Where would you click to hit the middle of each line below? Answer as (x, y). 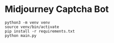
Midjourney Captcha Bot (57, 9)
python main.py (21, 35)
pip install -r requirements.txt (40, 31)
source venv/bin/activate (32, 27)
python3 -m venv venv (27, 22)
